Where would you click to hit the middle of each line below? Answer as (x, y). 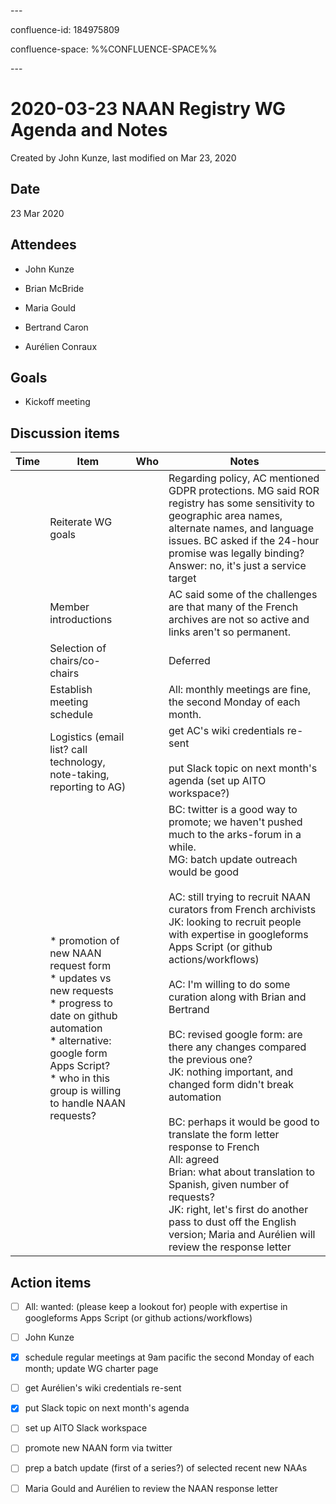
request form (80, 966)
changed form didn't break (231, 1085)
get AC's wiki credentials (226, 731)
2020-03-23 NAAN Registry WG (148, 109)
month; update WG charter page (91, 1369)
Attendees (43, 245)
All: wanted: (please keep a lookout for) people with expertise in (156, 1306)
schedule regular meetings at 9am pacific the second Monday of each (169, 1357)
